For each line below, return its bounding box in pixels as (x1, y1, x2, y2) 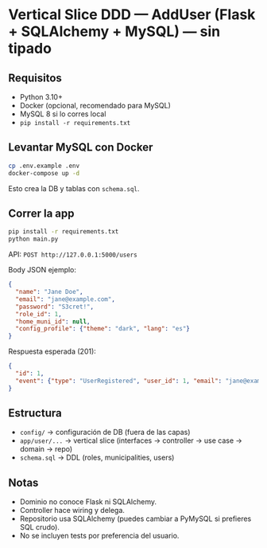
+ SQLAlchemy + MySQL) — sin (8, 22, 221, 41)
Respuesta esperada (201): (8, 346, 97, 356)
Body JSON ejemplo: (8, 265, 77, 275)
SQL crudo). (19, 523, 60, 532)
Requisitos (8, 71, 62, 84)
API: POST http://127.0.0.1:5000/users (8, 249, 137, 260)
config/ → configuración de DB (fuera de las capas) (19, 428, 191, 437)
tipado (8, 40, 52, 57)
